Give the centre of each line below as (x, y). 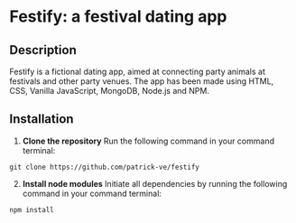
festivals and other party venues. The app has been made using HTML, (142, 81)
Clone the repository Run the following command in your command (148, 141)
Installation (42, 119)
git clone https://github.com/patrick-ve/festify (105, 167)
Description (43, 50)
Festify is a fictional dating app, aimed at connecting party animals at (138, 71)
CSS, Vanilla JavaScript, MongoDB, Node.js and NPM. (110, 91)
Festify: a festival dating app (118, 17)
